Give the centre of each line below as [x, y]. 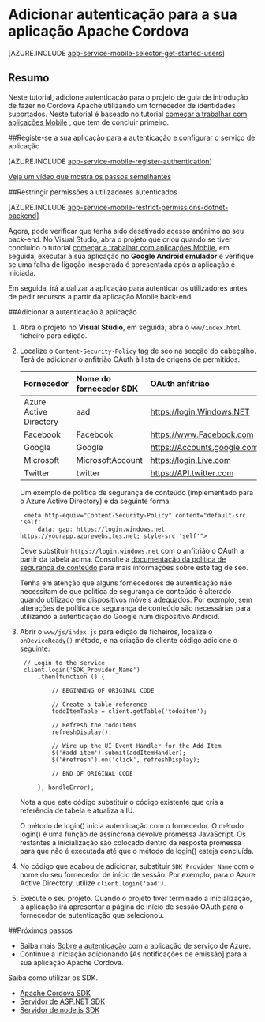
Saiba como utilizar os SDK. [53, 978]
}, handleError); [66, 787]
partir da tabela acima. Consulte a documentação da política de [123, 559]
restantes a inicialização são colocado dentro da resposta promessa [131, 842]
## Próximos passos [40, 930]
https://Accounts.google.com [204, 447]
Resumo [29, 78]
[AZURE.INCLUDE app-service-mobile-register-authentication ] [110, 161]
